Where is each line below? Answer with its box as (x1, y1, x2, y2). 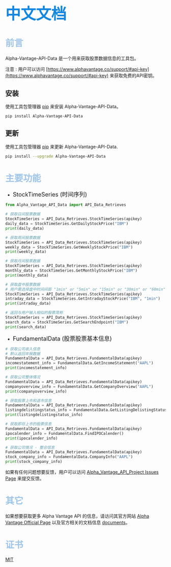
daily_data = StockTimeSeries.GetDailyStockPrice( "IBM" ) (5, 221, 129, 227)
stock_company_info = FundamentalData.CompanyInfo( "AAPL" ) (5, 454, 133, 460)
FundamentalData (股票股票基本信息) (12, 335, 112, 342)
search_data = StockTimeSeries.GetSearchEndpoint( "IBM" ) (5, 319, 129, 325)
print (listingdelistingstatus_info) (5, 412, 83, 417)
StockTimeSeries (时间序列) (12, 191, 88, 199)
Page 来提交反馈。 (5, 476, 44, 482)
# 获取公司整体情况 (5, 375, 41, 380)
